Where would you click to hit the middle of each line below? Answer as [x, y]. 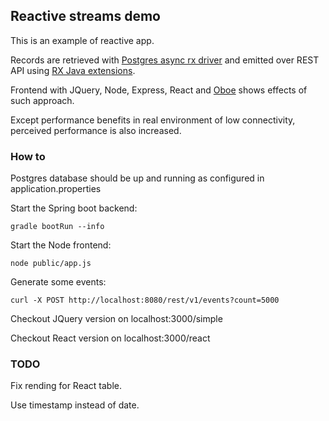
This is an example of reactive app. [82, 40]
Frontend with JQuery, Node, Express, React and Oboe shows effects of [159, 90]
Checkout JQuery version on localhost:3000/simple [116, 319]
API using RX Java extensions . [73, 70]
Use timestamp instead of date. [75, 405]
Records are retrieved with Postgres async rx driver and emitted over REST [165, 60]
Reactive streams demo [85, 16]
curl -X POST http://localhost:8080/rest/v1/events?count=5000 [145, 300]
